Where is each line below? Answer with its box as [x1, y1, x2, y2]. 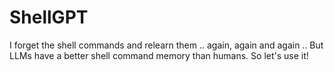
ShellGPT [9, 6, 89, 29]
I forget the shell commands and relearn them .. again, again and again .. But [9, 39, 324, 51]
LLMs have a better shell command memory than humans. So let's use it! [9, 49, 309, 61]
